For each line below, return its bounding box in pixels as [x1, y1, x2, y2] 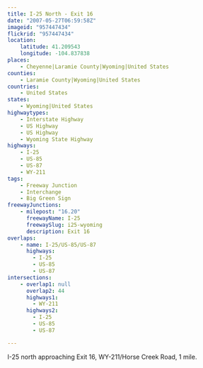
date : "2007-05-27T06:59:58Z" [7, 17, 97, 24]
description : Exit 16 [25, 228, 91, 235]
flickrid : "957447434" [7, 30, 74, 38]
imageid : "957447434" [7, 23, 71, 30]
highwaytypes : [7, 109, 50, 116]
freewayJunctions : [7, 201, 62, 209]
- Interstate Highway [20, 116, 83, 123]
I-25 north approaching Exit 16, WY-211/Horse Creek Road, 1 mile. [7, 352, 197, 361]
